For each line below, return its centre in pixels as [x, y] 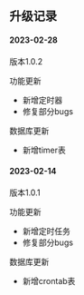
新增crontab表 [49, 280]
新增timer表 [44, 150]
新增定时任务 [46, 231]
